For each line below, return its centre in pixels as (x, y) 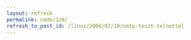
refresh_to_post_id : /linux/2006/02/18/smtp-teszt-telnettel (95, 26)
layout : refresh (29, 13)
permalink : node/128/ (37, 20)
